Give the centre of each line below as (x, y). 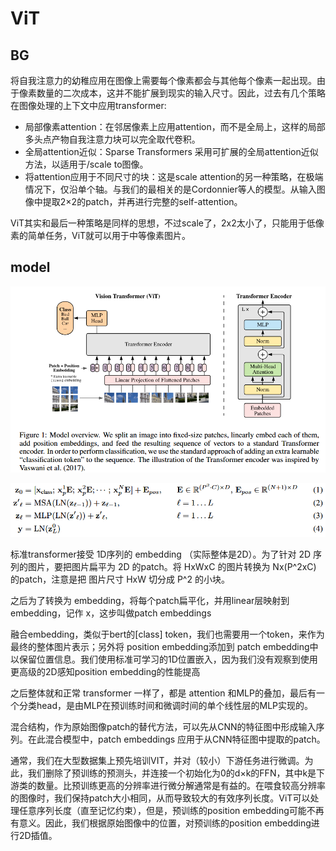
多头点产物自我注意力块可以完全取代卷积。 (112, 139)
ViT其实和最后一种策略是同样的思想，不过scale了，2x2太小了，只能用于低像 (167, 223)
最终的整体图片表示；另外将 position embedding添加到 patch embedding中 (164, 646)
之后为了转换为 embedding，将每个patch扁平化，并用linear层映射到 (150, 600)
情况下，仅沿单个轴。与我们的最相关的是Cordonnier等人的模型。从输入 (170, 189)
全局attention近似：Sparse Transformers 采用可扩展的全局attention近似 (171, 151)
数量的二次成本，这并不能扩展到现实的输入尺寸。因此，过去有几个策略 (181, 93)
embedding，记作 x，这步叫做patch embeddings (111, 613)
